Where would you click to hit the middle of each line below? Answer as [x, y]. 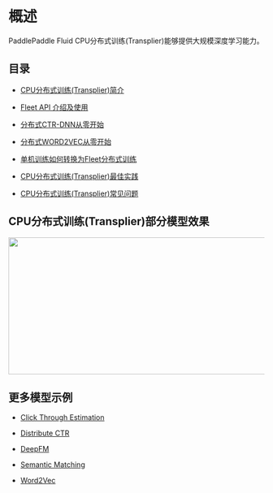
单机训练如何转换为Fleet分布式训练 [78, 158]
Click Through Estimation [62, 417]
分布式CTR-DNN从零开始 [62, 124]
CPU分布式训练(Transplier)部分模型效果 [109, 221]
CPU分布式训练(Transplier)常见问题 [79, 193]
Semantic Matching [52, 465]
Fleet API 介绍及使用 [54, 107]
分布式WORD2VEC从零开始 [66, 141]
